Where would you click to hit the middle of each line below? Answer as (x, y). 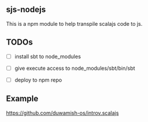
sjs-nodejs (26, 10)
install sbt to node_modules (48, 56)
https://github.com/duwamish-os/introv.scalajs (62, 113)
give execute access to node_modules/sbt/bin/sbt (75, 68)
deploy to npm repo (38, 80)
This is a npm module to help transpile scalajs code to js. (74, 23)
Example (22, 99)
